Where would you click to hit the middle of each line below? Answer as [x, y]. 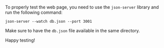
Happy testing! [20, 40]
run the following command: [34, 12]
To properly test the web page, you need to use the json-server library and [82, 7]
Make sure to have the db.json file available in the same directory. [73, 31]
